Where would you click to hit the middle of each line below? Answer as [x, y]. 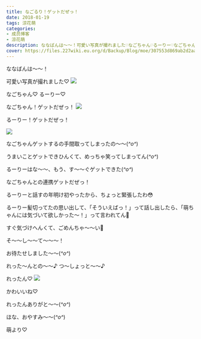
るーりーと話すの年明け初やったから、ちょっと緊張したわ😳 [80, 194]
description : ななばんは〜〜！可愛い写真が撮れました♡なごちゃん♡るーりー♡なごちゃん [101, 46]
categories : [21, 28]
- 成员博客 [18, 34]
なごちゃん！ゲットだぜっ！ [40, 107]
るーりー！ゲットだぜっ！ [38, 119]
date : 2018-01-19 [28, 17]
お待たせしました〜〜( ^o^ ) [38, 253]
